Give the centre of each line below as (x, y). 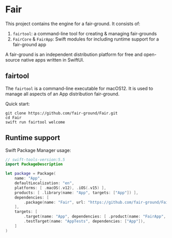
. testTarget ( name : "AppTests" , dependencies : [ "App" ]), (84, 222)
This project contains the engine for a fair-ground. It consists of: (73, 24)
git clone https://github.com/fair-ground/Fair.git (61, 113)
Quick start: (17, 104)
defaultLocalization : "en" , (44, 183)
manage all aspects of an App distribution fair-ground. (62, 94)
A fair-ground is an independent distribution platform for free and (74, 54)
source (13, 60)
